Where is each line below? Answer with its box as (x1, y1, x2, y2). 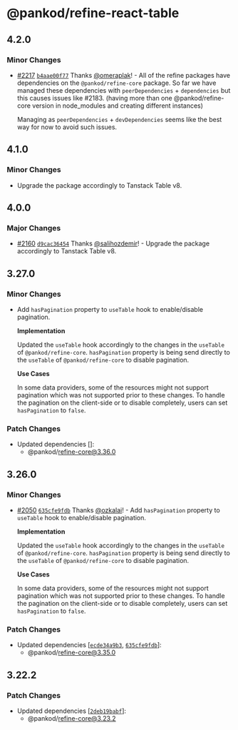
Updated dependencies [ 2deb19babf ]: (16, 706, 126, 715)
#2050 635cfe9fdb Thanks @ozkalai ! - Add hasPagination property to (16, 505, 220, 514)
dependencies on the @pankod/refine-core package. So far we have (16, 78, 217, 87)
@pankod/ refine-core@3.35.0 (27, 648, 116, 657)
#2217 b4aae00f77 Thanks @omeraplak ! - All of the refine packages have (16, 71, 231, 79)
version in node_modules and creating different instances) (32, 101, 204, 110)
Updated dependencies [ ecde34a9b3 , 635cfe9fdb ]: (16, 641, 162, 649)
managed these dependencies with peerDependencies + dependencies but (16, 86, 231, 94)
